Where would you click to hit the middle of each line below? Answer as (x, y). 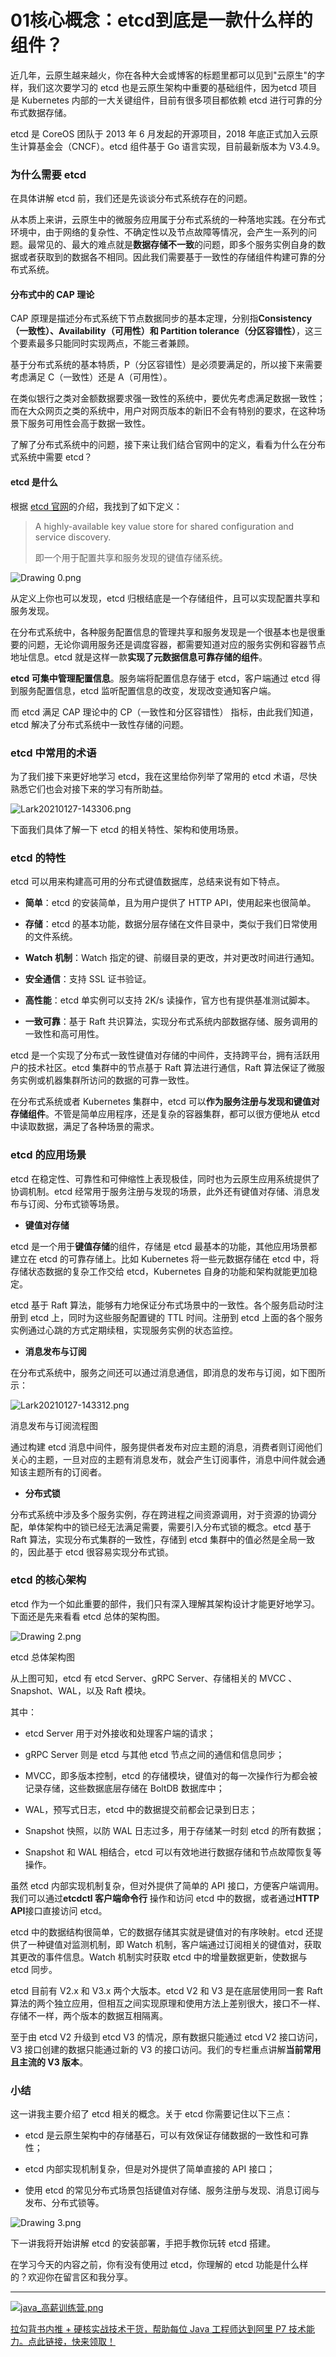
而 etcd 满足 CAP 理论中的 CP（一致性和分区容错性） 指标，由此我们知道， (164, 712)
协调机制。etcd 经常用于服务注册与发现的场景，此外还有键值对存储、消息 (161, 1191)
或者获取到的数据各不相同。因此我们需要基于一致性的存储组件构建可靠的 (167, 257)
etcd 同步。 (34, 1969)
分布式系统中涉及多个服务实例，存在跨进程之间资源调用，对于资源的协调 (159, 1514)
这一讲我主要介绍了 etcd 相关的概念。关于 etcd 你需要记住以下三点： (152, 2114)
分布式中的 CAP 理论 (52, 294)
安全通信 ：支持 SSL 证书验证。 (88, 979)
